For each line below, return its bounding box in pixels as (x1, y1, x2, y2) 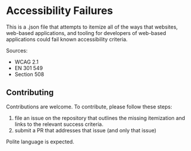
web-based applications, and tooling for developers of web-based (6, 29, 166, 36)
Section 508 (14, 71, 45, 78)
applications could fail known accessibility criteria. (6, 36, 128, 43)
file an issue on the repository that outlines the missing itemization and (14, 114, 186, 121)
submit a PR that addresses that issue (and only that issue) (14, 127, 156, 134)
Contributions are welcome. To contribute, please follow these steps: (6, 103, 172, 110)
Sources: (6, 47, 28, 54)
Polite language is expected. (6, 138, 74, 145)
